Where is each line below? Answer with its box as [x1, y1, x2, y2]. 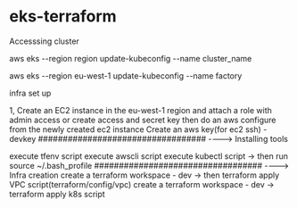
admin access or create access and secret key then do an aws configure [9, 114, 276, 125]
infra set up [9, 87, 52, 98]
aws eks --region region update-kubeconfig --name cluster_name [9, 53, 252, 63]
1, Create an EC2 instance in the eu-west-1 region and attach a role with [9, 104, 272, 115]
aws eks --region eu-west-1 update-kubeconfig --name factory [9, 70, 243, 81]
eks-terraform [9, 6, 118, 27]
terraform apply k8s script [9, 188, 105, 199]
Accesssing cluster [9, 36, 80, 46]
